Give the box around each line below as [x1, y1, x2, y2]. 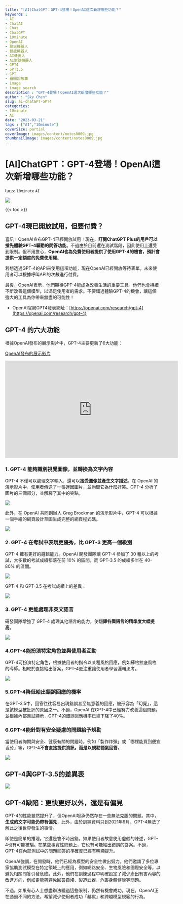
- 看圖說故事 [5, 76, 28, 81]
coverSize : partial [5, 127, 45, 131]
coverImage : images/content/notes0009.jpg [5, 131, 94, 136]
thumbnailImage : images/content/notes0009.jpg [5, 136, 103, 141]
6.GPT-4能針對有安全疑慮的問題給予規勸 [5, 727, 102, 733]
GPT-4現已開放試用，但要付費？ [5, 222, 104, 230]
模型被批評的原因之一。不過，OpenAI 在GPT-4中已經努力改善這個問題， [13, 707, 160, 713]
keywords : [5, 12, 28, 17]
